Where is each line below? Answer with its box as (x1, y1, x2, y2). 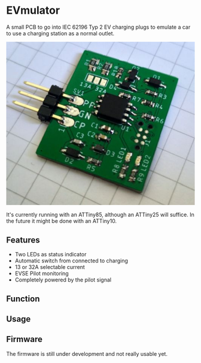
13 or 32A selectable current (14, 264, 85, 271)
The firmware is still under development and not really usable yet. (6, 350, 167, 357)
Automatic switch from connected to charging (14, 257, 129, 264)
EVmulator (6, 4, 60, 17)
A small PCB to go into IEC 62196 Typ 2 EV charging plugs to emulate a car (6, 23, 191, 31)
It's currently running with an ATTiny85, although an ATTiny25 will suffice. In (6, 211, 194, 219)
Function (6, 294, 40, 304)
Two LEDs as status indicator (14, 251, 87, 258)
